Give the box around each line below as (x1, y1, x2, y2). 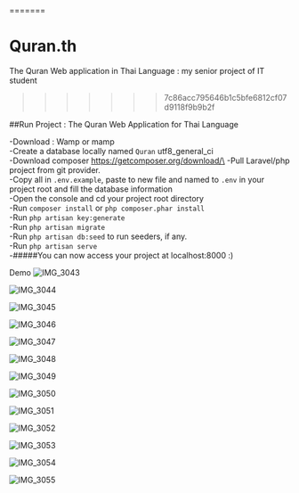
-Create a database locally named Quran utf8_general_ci (9, 145, 214, 156)
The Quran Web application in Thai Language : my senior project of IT (9, 65, 265, 76)
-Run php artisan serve (9, 240, 98, 251)
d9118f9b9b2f (164, 102, 215, 112)
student (9, 75, 37, 86)
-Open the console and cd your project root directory (9, 193, 205, 203)
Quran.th (9, 37, 77, 56)
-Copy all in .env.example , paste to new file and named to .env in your (9, 174, 265, 185)
